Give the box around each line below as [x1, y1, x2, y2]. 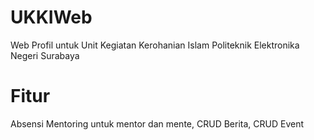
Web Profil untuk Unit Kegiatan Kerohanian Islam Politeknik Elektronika [10, 39, 300, 51]
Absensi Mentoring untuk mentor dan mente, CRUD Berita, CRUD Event [10, 117, 304, 130]
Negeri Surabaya [10, 49, 80, 61]
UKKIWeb [10, 6, 93, 29]
